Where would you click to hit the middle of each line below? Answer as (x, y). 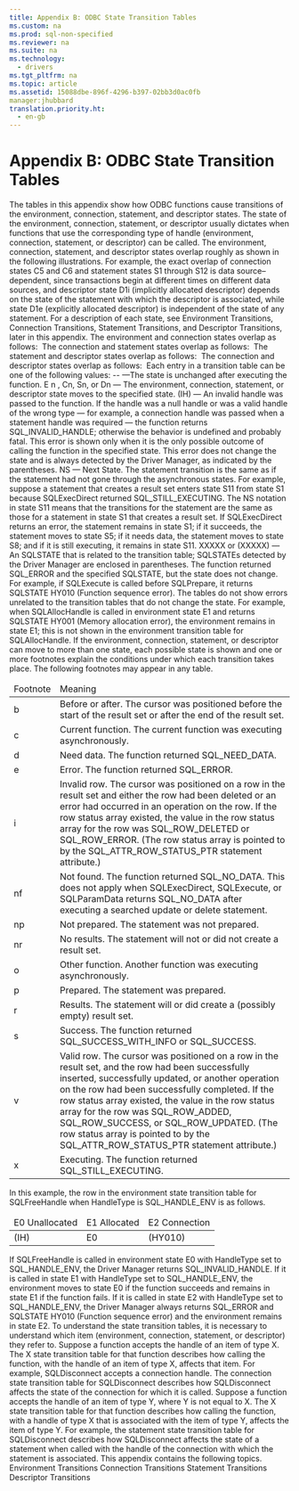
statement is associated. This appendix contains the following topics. (136, 1459)
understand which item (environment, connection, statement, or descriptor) (147, 1335)
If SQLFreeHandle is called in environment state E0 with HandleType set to (145, 1260)
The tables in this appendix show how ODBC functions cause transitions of (146, 205)
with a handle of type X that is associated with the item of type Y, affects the (149, 1421)
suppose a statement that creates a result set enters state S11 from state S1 (147, 489)
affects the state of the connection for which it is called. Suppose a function (148, 1392)
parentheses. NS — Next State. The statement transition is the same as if (143, 470)
